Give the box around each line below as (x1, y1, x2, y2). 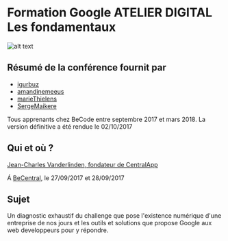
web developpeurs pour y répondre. (7, 226, 109, 234)
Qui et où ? (7, 142, 53, 154)
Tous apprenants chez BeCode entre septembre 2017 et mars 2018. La (7, 115, 206, 123)
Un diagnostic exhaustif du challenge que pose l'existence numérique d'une (7, 212, 222, 220)
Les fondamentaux (7, 19, 116, 35)
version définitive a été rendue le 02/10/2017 (7, 122, 133, 131)
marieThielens (16, 94, 57, 103)
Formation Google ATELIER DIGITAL (7, 5, 212, 21)
